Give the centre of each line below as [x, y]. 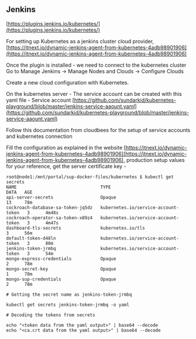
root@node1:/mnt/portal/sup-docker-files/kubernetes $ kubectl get [90, 177]
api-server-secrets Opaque [61, 197]
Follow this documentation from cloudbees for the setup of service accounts [98, 130]
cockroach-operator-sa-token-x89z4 [49, 218]
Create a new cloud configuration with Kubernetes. [68, 82]
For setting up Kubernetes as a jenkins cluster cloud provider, [80, 41]
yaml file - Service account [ [40, 100]
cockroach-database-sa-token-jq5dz [49, 207]
